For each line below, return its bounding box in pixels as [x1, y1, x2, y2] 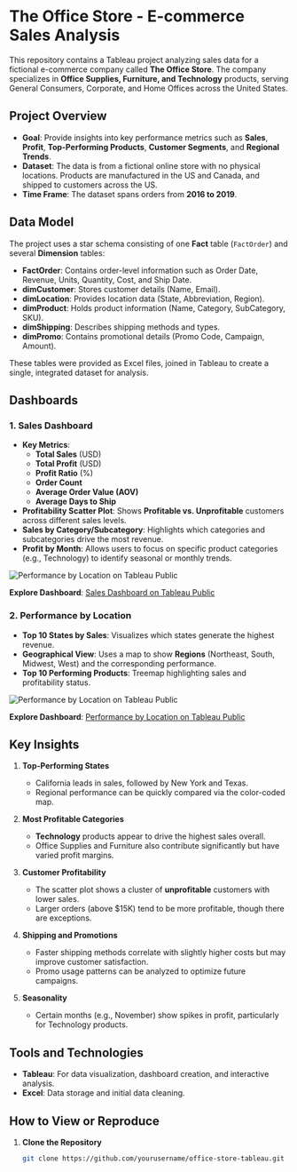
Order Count [35, 477, 82, 488]
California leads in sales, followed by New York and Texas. [35, 777, 249, 788]
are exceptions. [35, 913, 92, 923]
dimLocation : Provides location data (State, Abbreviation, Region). [21, 293, 265, 304]
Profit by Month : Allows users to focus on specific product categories [21, 544, 278, 554]
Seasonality [21, 993, 68, 1003]
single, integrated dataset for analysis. [9, 367, 149, 378]
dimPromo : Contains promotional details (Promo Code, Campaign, [21, 331, 265, 341]
